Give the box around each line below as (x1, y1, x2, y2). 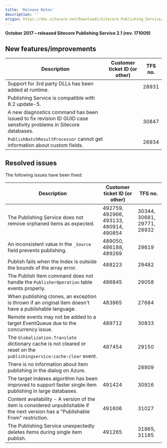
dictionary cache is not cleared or (7, 340, 86, 347)
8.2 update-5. (7, 101, 41, 108)
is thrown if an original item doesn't (7, 299, 90, 306)
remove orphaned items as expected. (7, 220, 94, 227)
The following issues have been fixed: (5, 172, 83, 178)
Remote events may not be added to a (7, 314, 96, 320)
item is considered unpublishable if (7, 402, 89, 409)
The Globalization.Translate (7, 334, 77, 341)
